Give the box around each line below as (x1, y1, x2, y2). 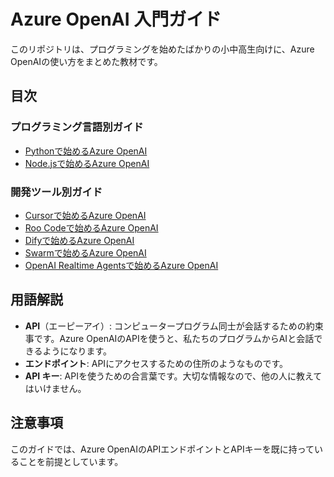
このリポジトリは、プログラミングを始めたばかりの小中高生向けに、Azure (10, 43, 315, 55)
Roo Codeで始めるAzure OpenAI (24, 221, 159, 234)
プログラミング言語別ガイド (10, 120, 144, 134)
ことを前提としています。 (18, 455, 124, 467)
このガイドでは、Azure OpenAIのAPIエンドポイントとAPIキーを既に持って (10, 443, 315, 455)
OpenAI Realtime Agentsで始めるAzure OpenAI (24, 259, 219, 271)
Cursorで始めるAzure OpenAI (24, 209, 147, 221)
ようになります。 (42, 345, 113, 357)
